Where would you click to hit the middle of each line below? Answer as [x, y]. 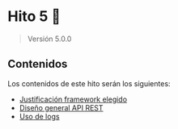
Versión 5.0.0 [49, 39]
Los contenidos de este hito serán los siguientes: [89, 83]
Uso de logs [39, 116]
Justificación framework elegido [73, 99]
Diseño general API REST [61, 107]
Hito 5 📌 [34, 17]
